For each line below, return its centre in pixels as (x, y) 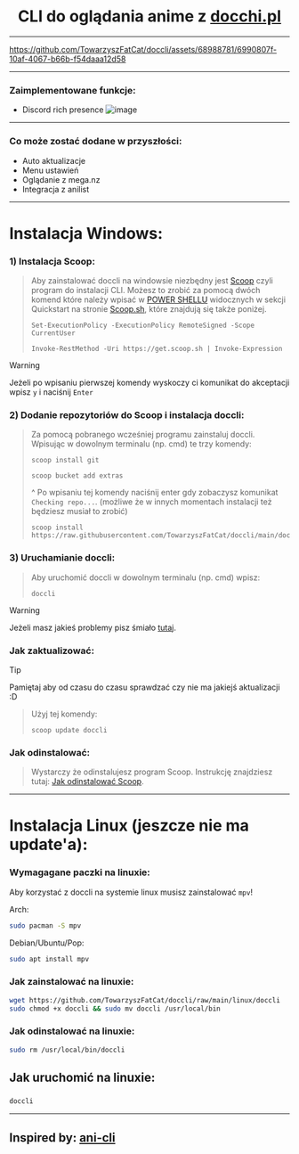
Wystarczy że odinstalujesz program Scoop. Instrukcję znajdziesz (152, 772)
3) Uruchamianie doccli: (62, 558)
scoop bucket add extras (77, 476)
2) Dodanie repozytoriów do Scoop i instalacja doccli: (127, 414)
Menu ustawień (50, 170)
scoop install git (65, 461)
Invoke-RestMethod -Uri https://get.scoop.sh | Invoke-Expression (157, 349)
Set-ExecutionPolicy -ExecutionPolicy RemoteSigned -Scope (143, 326)
